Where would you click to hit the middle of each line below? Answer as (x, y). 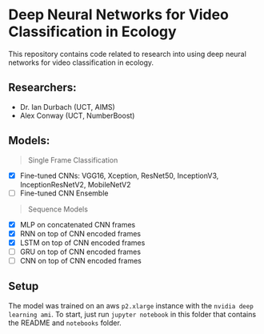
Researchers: (43, 88)
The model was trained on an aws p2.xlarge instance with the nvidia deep (131, 305)
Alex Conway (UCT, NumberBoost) (77, 115)
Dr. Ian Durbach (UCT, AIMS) (68, 107)
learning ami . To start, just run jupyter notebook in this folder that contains (132, 314)
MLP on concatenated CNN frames (78, 224)
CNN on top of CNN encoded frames (80, 260)
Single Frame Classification (73, 160)
